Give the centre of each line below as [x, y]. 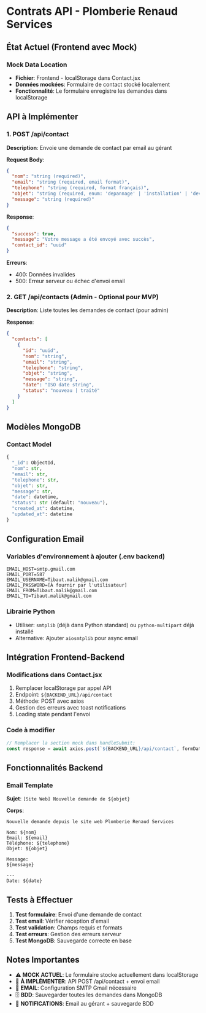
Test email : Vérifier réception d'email [62, 921]
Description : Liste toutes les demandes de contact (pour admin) [87, 310]
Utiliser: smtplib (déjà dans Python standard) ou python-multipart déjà [105, 625]
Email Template [30, 785]
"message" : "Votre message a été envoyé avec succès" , [83, 240]
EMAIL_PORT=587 [26, 575]
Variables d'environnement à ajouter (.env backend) [86, 557]
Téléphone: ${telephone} [38, 843]
